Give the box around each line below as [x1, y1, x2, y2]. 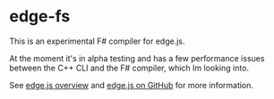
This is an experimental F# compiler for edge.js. [9, 36, 185, 46]
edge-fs [9, 6, 71, 27]
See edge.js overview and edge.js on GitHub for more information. [9, 79, 253, 90]
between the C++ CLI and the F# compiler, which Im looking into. [9, 62, 249, 73]
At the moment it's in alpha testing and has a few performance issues [9, 53, 265, 63]
